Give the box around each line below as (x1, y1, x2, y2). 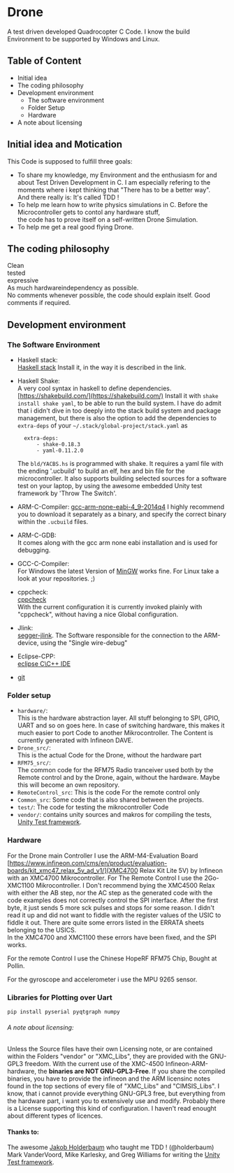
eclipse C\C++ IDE (17, 660, 71, 668)
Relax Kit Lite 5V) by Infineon (139, 866, 224, 874)
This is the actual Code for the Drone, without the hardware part (17, 751, 202, 760)
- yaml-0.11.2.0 (36, 447, 84, 455)
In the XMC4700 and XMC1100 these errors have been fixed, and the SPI (7, 933, 217, 941)
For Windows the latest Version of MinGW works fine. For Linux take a (17, 567, 219, 576)
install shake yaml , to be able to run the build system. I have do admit (17, 399, 222, 408)
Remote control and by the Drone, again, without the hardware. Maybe (17, 774, 220, 782)
